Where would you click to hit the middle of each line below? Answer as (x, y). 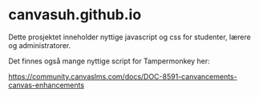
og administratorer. (40, 45)
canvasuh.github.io (75, 15)
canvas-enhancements (47, 85)
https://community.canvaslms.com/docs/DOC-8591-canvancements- (123, 76)
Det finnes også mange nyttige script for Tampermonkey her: (109, 61)
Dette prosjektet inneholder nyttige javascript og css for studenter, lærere (129, 37)
